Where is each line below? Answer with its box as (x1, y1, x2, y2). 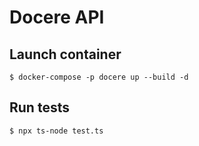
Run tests (9, 99, 70, 116)
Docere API (9, 6, 105, 29)
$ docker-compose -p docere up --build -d (9, 72, 189, 82)
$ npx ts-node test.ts (9, 126, 104, 136)
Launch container (9, 46, 122, 63)
